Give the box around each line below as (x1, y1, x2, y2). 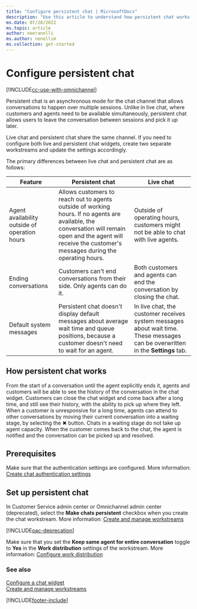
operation (9, 228, 36, 236)
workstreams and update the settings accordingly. (6, 146, 128, 153)
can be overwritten (134, 339, 186, 347)
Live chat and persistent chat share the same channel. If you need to (6, 133, 172, 141)
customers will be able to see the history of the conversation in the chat (6, 388, 179, 395)
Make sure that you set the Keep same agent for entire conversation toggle (6, 539, 191, 546)
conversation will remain (58, 224, 126, 233)
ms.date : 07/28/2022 (6, 19, 57, 25)
